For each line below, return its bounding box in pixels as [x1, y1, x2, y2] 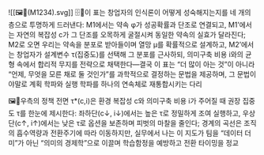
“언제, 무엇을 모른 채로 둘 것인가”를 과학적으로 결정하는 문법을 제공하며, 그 [8, 70, 236, 78]
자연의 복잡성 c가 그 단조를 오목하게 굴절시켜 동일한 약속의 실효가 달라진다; [16, 30, 247, 39]
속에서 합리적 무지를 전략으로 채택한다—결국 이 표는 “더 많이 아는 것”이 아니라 [16, 59, 255, 69]
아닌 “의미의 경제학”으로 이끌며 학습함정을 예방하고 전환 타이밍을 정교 [25, 138, 239, 147]
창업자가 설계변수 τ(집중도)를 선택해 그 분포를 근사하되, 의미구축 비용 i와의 [16, 50, 243, 59]
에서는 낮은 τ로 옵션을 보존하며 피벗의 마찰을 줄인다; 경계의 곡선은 [40, 119, 243, 127]
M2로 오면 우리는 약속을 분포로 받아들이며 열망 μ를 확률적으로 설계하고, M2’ [8, 40, 242, 49]
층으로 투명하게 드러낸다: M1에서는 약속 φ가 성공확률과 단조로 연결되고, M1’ [8, 20, 239, 29]
